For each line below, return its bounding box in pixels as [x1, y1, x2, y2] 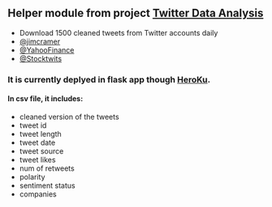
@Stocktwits [19, 53, 63, 63]
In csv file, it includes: [7, 94, 84, 103]
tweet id [19, 120, 47, 130]
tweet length [19, 129, 62, 138]
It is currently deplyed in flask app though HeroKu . [7, 74, 211, 85]
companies [19, 189, 58, 199]
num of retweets [19, 163, 75, 173]
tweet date [19, 137, 56, 147]
